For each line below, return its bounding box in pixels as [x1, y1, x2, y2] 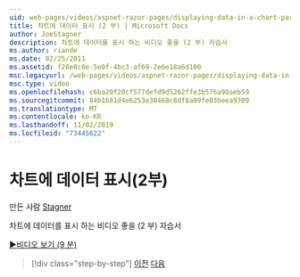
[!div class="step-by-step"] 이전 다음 [30, 257, 165, 268]
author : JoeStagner [9, 29, 82, 38]
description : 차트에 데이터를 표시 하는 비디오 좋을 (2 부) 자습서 [9, 37, 228, 47]
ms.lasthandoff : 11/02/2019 [9, 121, 114, 130]
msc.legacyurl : [9, 71, 66, 80]
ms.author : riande [9, 46, 78, 55]
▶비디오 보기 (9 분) [9, 239, 78, 249]
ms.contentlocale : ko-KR [9, 112, 102, 121]
